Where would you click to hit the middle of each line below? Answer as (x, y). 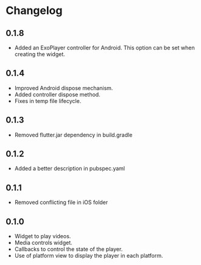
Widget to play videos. (43, 236)
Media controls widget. (43, 243)
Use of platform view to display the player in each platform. (89, 256)
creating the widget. (40, 54)
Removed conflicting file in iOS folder (61, 202)
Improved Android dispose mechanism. (64, 88)
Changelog (34, 11)
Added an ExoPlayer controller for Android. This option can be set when (105, 48)
